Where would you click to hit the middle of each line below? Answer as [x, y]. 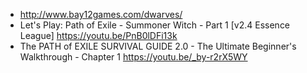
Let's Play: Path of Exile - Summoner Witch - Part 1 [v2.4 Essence [155, 25]
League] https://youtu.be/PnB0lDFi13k [98, 35]
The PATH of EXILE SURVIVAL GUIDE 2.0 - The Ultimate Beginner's [158, 46]
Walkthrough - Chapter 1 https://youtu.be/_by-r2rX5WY [133, 57]
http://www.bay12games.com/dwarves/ [101, 14]
